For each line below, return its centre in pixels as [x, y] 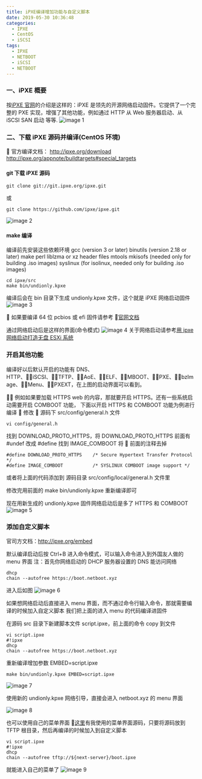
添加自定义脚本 [28, 527]
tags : [13, 46]
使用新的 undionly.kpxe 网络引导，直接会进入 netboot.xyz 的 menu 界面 [95, 698]
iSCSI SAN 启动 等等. [32, 120]
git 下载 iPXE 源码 [28, 173]
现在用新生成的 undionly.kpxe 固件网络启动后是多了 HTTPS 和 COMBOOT [97, 503]
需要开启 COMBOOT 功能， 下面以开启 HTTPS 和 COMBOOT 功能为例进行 [103, 405]
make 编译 [19, 235]
